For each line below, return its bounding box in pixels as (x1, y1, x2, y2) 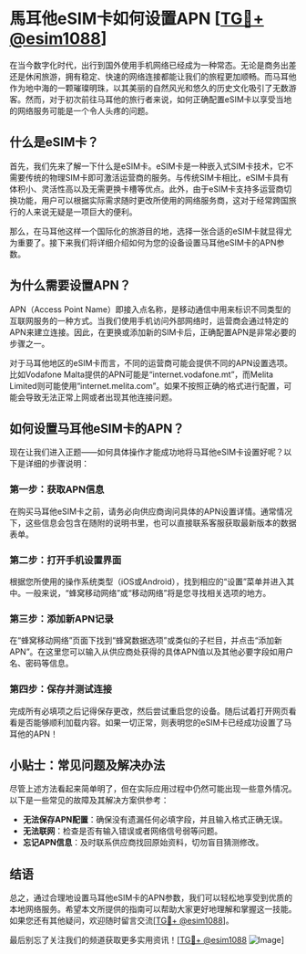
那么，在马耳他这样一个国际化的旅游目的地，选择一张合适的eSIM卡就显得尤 (9, 225, 292, 236)
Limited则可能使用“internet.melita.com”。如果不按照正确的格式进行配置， (9, 380, 284, 391)
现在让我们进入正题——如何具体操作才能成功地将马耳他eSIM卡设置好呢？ (9, 446, 284, 457)
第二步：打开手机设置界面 (9, 553, 122, 566)
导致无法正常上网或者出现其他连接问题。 (25, 392, 178, 403)
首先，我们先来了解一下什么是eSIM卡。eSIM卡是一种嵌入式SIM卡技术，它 (9, 161, 286, 172)
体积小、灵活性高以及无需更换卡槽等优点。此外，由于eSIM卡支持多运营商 (9, 183, 284, 194)
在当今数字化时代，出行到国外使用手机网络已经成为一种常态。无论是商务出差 (9, 59, 297, 70)
